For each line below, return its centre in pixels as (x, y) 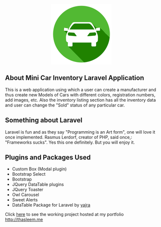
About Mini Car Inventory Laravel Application (75, 78)
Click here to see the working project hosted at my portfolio (64, 214)
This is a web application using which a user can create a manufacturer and (81, 90)
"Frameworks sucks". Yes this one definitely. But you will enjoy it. (70, 142)
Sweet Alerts (25, 200)
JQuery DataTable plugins (38, 184)
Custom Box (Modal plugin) (39, 169)
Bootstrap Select (29, 174)
